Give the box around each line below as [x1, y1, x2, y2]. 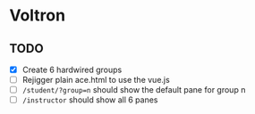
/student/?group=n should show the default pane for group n [21, 85, 246, 95]
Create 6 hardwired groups [21, 64, 123, 75]
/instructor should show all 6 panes [21, 94, 158, 105]
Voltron [9, 5, 65, 26]
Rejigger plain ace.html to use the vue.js [21, 75, 170, 85]
